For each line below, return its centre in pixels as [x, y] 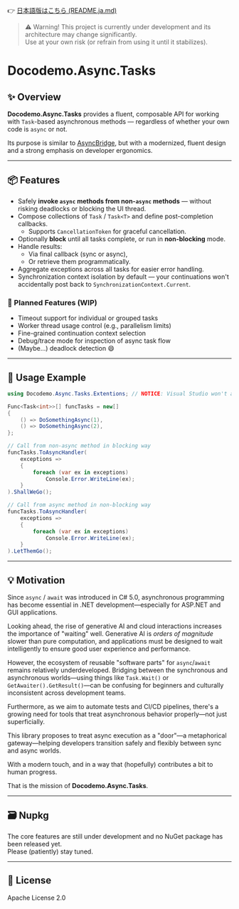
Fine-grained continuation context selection [82, 334]
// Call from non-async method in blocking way [79, 446]
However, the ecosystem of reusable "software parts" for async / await [109, 662]
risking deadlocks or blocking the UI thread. [82, 208]
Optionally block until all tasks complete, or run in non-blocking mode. [122, 239]
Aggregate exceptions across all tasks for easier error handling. [111, 269]
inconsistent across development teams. [67, 693]
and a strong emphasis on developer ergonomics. [80, 150]
